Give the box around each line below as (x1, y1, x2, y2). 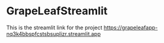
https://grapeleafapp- (103, 24, 158, 31)
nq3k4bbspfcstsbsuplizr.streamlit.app (6, 30, 101, 37)
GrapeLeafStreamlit (6, 4, 108, 18)
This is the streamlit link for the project (6, 24, 103, 31)
